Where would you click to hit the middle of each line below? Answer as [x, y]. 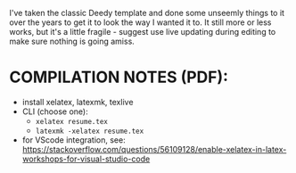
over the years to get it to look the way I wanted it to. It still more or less [140, 22]
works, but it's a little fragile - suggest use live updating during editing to [143, 32]
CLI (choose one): [55, 111]
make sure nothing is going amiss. [72, 41]
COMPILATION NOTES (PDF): [119, 77]
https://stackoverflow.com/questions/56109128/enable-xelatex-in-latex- [154, 149]
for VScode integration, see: [74, 140]
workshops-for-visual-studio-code [86, 159]
